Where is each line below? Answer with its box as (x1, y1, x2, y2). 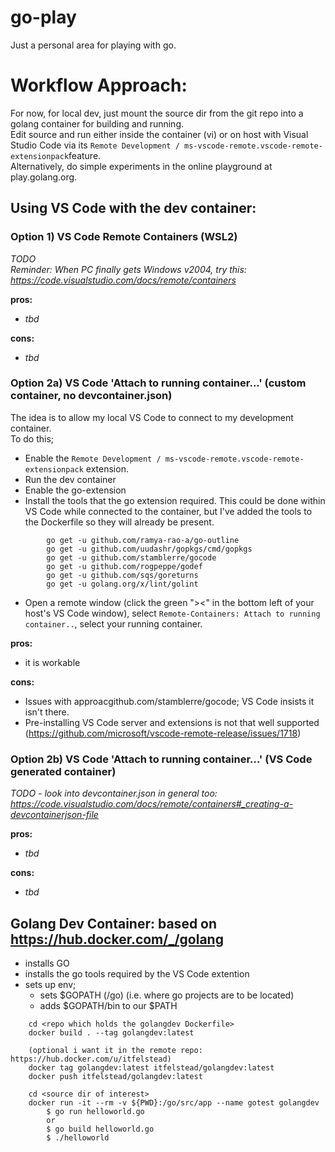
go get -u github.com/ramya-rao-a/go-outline (46, 535, 240, 545)
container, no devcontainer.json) (10, 389, 173, 403)
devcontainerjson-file (10, 809, 99, 821)
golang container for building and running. (10, 117, 185, 130)
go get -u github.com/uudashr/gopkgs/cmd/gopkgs (46, 544, 253, 554)
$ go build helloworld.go (46, 1124, 155, 1134)
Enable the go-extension (24, 484, 127, 496)
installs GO (24, 957, 70, 969)
